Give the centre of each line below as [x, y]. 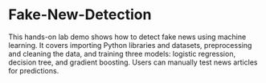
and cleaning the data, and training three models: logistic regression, [122, 53]
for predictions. [34, 70]
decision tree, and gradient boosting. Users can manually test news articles [133, 62]
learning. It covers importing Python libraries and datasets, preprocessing [130, 45]
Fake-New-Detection [80, 15]
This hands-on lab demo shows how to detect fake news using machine [127, 37]
